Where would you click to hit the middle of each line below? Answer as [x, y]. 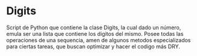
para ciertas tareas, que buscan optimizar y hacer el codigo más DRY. [93, 46]
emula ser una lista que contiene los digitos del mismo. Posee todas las [95, 33]
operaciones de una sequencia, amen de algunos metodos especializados [98, 40]
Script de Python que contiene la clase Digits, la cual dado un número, [94, 27]
